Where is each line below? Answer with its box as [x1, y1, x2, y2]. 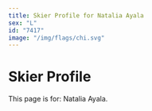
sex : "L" [8, 19, 37, 27]
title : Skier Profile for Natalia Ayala [8, 11, 145, 20]
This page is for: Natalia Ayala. [8, 94, 108, 104]
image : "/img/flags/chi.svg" [8, 33, 105, 42]
